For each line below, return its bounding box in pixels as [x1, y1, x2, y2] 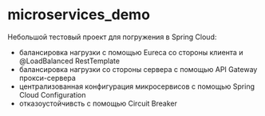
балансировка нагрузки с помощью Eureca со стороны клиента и [18, 47, 243, 57]
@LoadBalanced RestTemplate [18, 56, 121, 66]
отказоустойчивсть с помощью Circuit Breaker [18, 98, 177, 108]
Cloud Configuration [18, 90, 86, 99]
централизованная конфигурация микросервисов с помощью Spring [18, 82, 255, 91]
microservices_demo [7, 6, 151, 24]
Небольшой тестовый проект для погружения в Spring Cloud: [7, 32, 217, 42]
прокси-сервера [18, 73, 77, 82]
